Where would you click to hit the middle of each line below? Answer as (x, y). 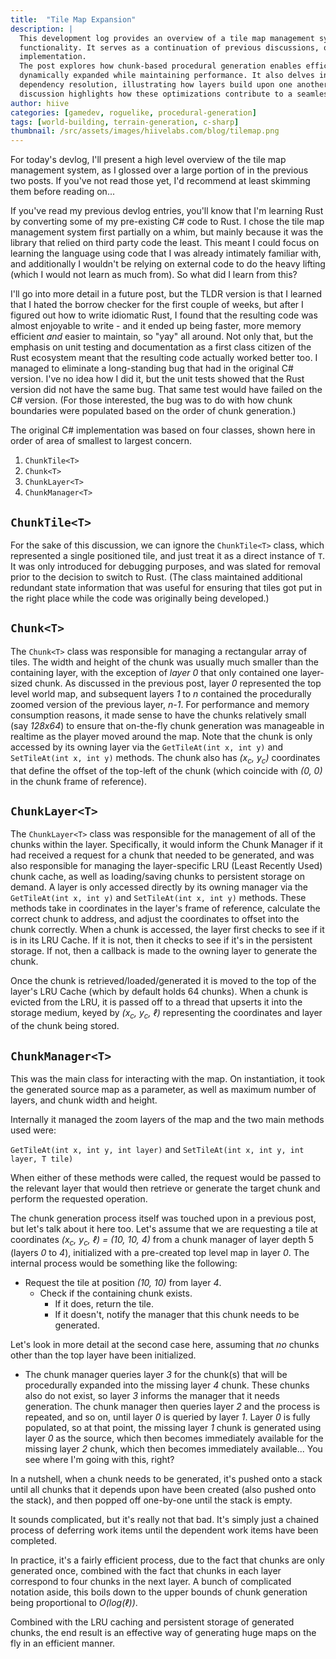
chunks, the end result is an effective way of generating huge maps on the (163, 1632)
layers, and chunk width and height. (84, 1100)
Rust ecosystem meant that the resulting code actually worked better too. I (164, 358)
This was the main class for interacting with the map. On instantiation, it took (168, 1078)
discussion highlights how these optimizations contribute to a (156, 94)
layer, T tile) (42, 1159)
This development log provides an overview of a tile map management (167, 38)
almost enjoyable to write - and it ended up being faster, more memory (156, 326)
